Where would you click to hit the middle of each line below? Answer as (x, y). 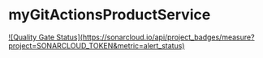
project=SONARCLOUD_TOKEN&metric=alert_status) (97, 45)
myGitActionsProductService (110, 15)
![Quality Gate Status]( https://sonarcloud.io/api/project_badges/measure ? (131, 37)
